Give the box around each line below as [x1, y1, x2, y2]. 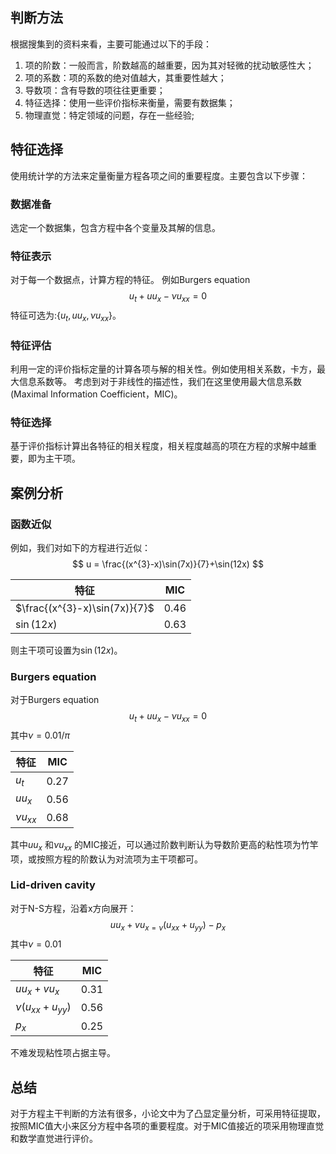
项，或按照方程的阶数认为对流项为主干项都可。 [10, 853, 203, 865]
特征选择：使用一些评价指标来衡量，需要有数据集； [24, 96, 236, 108]
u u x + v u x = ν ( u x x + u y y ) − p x [109, 918, 227, 933]
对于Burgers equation [10, 694, 100, 706]
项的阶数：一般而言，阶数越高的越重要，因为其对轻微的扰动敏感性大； [24, 59, 315, 71]
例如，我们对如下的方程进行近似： [10, 542, 151, 554]
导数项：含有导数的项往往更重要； [24, 84, 166, 96]
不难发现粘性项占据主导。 [10, 1047, 116, 1059]
